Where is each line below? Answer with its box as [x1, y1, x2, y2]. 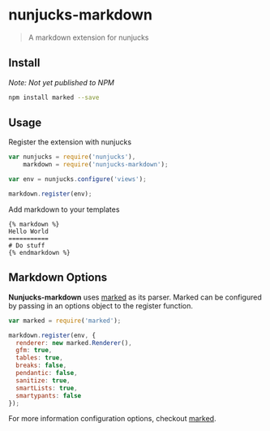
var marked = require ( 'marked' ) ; [8, 317, 122, 325]
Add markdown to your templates [8, 205, 120, 214]
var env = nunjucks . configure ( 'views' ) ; [8, 175, 148, 183]
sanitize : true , [15, 376, 71, 385]
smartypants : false [15, 391, 82, 399]
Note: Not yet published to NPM [8, 77, 115, 87]
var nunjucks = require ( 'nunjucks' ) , [8, 153, 136, 162]
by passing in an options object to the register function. [8, 300, 193, 310]
